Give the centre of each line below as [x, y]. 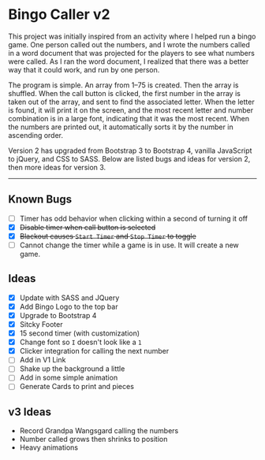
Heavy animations [49, 447]
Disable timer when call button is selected [88, 227]
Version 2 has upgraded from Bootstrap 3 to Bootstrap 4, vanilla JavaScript [130, 150]
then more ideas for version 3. [57, 167]
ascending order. [36, 135]
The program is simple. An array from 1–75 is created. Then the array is [123, 85]
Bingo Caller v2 [59, 15]
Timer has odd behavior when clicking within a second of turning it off [134, 218]
